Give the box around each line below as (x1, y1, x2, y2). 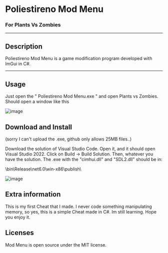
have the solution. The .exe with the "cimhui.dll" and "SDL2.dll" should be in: (5, 156, 162, 162)
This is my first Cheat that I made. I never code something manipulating (5, 203, 152, 209)
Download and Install (5, 122, 72, 131)
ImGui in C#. (5, 61, 31, 67)
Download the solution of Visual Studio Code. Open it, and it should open (5, 145, 155, 151)
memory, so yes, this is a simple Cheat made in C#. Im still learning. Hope (5, 208, 156, 214)
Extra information (5, 190, 61, 198)
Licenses (5, 228, 34, 237)
